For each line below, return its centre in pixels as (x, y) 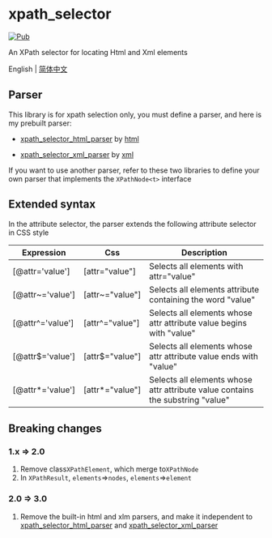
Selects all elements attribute (204, 289)
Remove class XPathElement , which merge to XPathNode (109, 469)
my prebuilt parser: (40, 123)
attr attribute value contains (202, 390)
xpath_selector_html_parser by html (79, 139)
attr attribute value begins (198, 322)
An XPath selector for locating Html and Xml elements (98, 52)
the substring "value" (189, 399)
